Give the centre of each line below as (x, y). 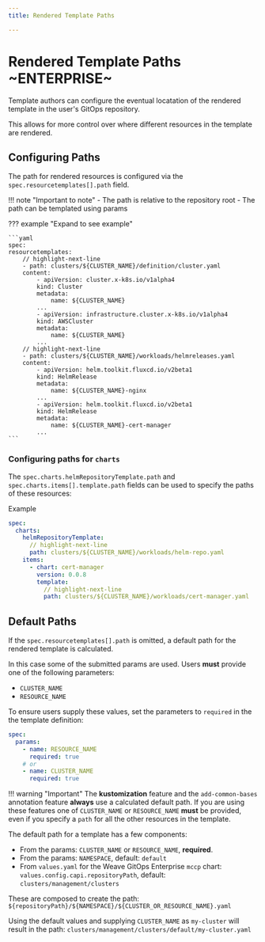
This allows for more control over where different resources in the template (131, 124)
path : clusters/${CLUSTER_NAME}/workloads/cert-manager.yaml (146, 597)
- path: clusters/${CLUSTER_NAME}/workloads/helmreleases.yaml (129, 356)
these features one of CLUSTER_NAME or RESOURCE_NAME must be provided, (125, 811)
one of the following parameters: (61, 673)
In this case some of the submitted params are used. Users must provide (127, 664)
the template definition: (46, 720)
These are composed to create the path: (74, 898)
